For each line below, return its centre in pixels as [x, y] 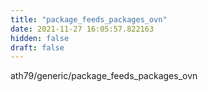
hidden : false [40, 38]
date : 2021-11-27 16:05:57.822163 [82, 29]
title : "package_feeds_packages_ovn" [89, 19]
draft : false [37, 47]
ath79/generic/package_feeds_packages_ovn [104, 76]
